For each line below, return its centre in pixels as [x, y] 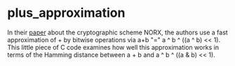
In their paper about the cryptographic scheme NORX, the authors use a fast [117, 32]
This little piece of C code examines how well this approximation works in [113, 47]
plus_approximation [66, 13]
